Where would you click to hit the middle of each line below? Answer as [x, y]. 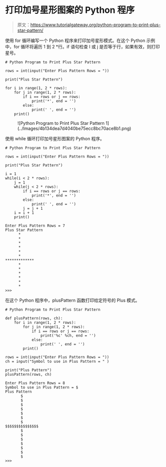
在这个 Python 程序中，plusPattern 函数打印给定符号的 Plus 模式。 [72, 300]
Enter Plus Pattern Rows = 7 [35, 226]
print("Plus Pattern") [28, 370]
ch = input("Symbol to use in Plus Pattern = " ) [57, 361]
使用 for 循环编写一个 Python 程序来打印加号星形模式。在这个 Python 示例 [80, 40]
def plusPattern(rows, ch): [34, 318]
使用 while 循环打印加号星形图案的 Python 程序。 [55, 138]
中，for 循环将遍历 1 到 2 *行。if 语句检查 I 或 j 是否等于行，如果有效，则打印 [83, 46]
